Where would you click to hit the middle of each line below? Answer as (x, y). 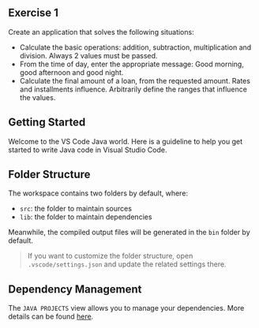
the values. (38, 97)
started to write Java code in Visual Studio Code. (88, 150)
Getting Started (47, 123)
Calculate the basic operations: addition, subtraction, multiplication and (135, 47)
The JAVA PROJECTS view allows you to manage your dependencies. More (126, 308)
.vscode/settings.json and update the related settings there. (127, 264)
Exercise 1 (34, 13)
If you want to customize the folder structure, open (110, 256)
